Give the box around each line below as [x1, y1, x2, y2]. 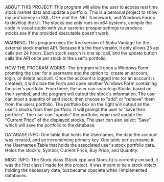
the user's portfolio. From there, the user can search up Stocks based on [5, 86, 152, 91]
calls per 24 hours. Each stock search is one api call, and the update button [5, 50, 158, 56]
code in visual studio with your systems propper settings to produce [5, 25, 142, 31]
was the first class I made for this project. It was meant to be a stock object [5, 162, 157, 168]
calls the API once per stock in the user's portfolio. [5, 55, 107, 61]
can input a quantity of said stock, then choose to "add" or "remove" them [5, 96, 155, 102]
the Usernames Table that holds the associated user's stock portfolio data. [5, 142, 156, 148]
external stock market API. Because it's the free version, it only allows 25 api [5, 45, 160, 51]
